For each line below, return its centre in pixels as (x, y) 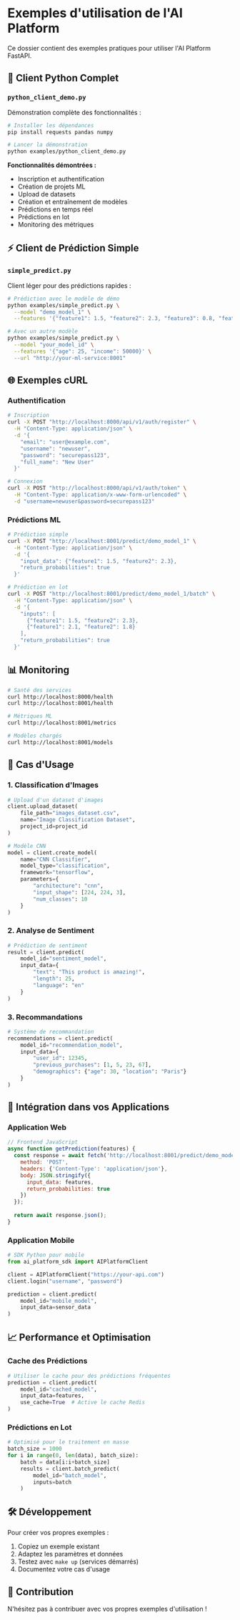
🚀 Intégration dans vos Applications (89, 1107)
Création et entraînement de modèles (72, 202)
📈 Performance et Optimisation (79, 1337)
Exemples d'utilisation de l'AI (95, 13)
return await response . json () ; (60, 1216)
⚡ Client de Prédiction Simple (73, 248)
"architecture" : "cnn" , (68, 886)
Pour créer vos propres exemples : (58, 1533)
